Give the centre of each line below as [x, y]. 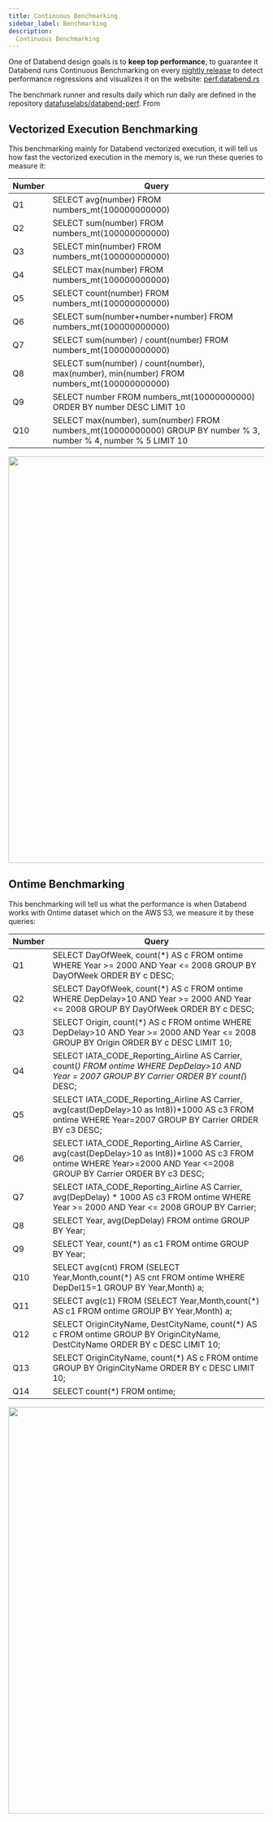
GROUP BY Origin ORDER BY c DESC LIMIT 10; [142, 1042]
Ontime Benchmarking [67, 885]
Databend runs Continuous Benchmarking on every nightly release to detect [136, 71]
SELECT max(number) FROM [108, 270]
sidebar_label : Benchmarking [58, 24]
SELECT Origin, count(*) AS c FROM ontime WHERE [152, 1022]
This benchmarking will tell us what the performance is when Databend [128, 904]
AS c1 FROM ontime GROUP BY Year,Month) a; [142, 1310]
